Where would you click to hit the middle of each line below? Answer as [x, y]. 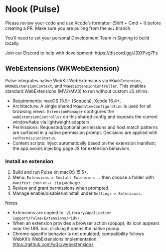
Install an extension [29, 161]
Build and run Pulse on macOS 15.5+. [50, 172]
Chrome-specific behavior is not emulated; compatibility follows [78, 234]
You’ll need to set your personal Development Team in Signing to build [77, 38]
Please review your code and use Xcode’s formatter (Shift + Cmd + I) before [83, 23]
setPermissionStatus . [34, 137]
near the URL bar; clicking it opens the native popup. [67, 229]
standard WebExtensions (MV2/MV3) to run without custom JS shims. [77, 91]
